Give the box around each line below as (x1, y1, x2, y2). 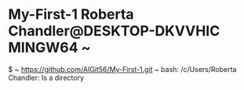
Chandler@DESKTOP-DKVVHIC (8, 22, 220, 40)
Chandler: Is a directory (8, 73, 85, 82)
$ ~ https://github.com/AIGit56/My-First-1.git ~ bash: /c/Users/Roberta (8, 64, 237, 74)
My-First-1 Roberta (8, 5, 135, 23)
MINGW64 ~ (8, 39, 92, 56)
